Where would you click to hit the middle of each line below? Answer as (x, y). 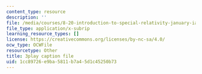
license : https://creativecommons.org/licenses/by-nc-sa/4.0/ (86, 39)
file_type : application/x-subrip (48, 28)
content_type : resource (36, 12)
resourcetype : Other (32, 51)
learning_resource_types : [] (43, 34)
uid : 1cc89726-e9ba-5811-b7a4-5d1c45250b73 (62, 61)
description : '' (26, 17)
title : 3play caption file (40, 56)
